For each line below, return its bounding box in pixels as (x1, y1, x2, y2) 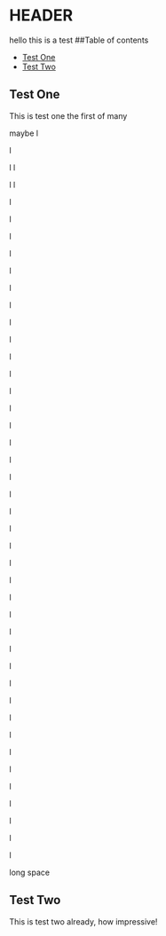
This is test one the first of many (9, 110, 128, 121)
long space (9, 867, 51, 877)
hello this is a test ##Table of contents (9, 35, 149, 45)
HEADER (9, 5, 74, 26)
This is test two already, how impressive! (9, 916, 158, 927)
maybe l (9, 128, 38, 138)
